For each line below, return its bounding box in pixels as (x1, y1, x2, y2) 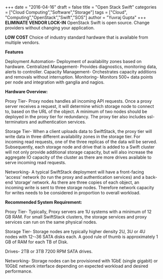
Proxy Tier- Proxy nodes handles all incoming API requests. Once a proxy (5, 98, 152, 104)
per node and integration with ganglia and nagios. (5, 79, 105, 85)
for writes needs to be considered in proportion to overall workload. (5, 190, 141, 195)
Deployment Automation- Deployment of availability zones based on (5, 59, 142, 64)
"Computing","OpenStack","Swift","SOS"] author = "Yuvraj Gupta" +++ (5, 15, 146, 20)
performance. (5, 268, 33, 274)
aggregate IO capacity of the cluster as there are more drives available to (5, 154, 152, 160)
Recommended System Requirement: (5, 199, 82, 205)
